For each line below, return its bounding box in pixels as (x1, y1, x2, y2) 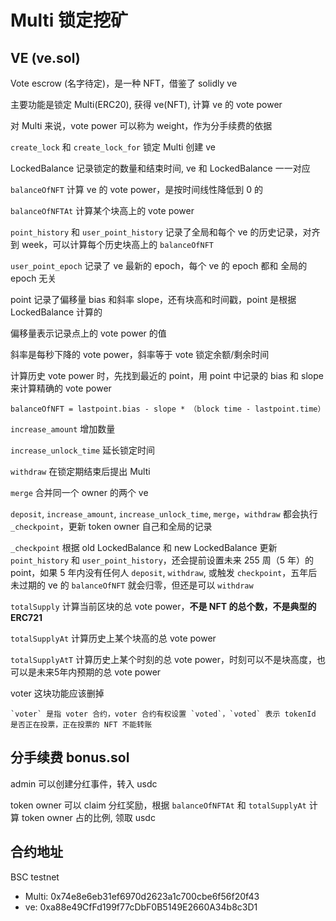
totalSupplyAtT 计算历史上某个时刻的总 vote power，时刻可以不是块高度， (10, 654, 317, 665)
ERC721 (10, 612, 43, 623)
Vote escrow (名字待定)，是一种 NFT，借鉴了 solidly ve (10, 77, 238, 89)
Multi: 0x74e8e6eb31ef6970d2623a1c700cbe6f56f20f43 (24, 890, 260, 902)
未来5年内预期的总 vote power (36, 666, 162, 678)
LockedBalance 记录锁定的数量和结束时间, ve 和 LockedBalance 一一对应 (10, 162, 311, 174)
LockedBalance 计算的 (10, 306, 103, 318)
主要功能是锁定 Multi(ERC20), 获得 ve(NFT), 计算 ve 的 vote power (10, 99, 283, 110)
